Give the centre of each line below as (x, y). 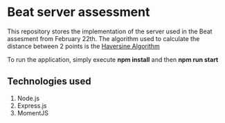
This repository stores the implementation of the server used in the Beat (110, 31)
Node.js (28, 98)
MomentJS (33, 113)
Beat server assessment (79, 12)
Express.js (32, 106)
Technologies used (49, 82)
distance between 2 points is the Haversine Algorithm (84, 46)
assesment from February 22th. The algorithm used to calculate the (103, 38)
